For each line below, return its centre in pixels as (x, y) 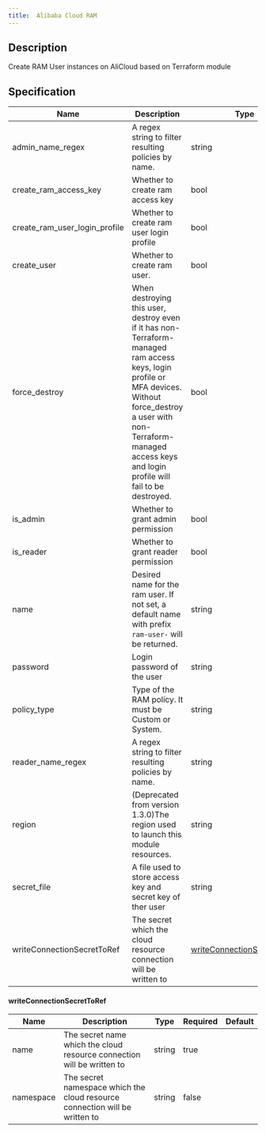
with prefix (152, 624)
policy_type (33, 709)
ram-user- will (158, 634)
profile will (151, 477)
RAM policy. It (158, 700)
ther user (149, 907)
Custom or (151, 720)
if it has (146, 328)
